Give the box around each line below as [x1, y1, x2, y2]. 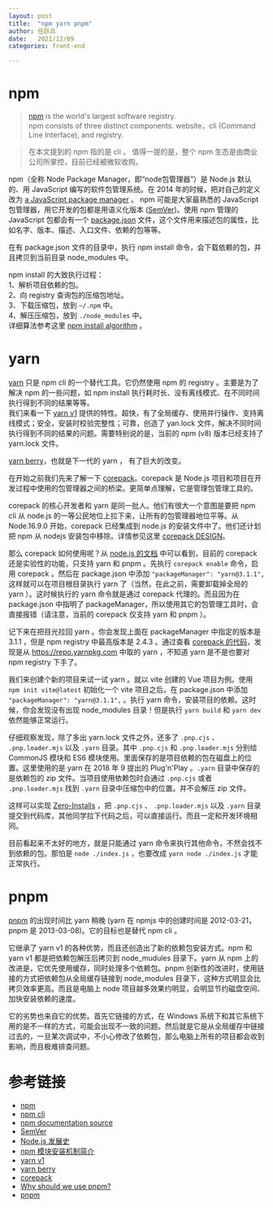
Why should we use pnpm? [19, 1181, 111, 1191]
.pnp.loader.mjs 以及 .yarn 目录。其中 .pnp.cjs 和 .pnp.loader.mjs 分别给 [8, 743, 258, 752]
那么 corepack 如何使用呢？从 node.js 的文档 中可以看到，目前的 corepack [8, 548, 258, 558]
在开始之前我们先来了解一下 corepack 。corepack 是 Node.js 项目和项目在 [8, 473, 254, 482]
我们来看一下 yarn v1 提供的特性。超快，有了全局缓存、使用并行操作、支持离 [8, 408, 264, 417]
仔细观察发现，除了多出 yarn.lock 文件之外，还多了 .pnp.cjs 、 [8, 733, 219, 742]
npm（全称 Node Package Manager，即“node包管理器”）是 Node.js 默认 [8, 174, 252, 184]
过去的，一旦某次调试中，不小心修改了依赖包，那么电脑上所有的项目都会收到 [8, 1031, 265, 1041]
